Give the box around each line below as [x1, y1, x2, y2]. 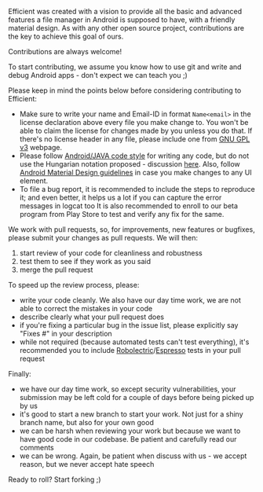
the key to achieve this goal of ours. [8, 31, 124, 41]
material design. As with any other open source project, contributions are [8, 24, 245, 32]
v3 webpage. [19, 143, 63, 152]
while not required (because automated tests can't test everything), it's [19, 337, 250, 347]
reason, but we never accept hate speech [19, 460, 155, 468]
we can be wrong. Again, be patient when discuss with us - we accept [19, 451, 247, 461]
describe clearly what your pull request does [19, 312, 165, 321]
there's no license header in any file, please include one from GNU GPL [19, 134, 250, 144]
